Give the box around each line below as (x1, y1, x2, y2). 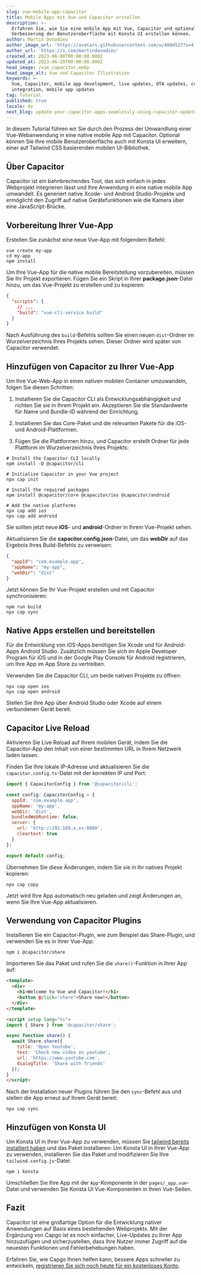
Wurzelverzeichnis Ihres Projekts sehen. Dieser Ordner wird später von (6, 338, 181, 345)
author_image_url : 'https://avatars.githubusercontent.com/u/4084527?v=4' (6, 42, 197, 48)
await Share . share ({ (11, 1038, 63, 1044)
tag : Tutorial (6, 92, 42, 98)
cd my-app (6, 253, 31, 259)
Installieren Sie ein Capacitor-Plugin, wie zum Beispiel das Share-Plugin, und (6, 931, 195, 939)
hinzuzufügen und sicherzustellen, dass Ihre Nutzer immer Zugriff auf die (6, 1237, 187, 1245)
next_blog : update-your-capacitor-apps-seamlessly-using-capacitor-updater (6, 109, 199, 115)
